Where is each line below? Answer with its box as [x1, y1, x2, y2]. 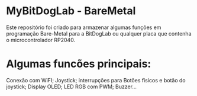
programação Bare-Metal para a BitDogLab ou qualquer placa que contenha [6, 30, 192, 37]
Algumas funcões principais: [6, 57, 151, 71]
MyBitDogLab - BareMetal [6, 4, 136, 18]
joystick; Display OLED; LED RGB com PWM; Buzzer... [6, 83, 137, 90]
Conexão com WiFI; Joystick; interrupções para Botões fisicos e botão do [6, 76, 186, 84]
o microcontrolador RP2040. [6, 36, 76, 43]
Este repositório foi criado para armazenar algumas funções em [6, 24, 162, 31]
